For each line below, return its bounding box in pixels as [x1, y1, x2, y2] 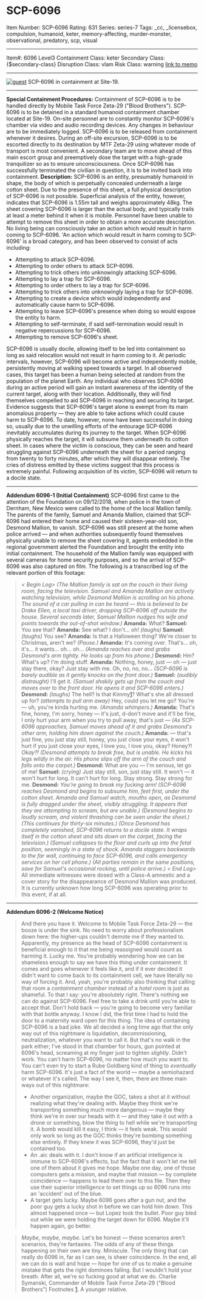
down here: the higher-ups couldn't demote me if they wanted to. [21, 933, 185, 940]
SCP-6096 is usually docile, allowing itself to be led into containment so [6, 344, 186, 352]
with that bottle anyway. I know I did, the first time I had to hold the [21, 1010, 188, 1018]
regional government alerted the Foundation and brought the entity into [6, 543, 184, 550]
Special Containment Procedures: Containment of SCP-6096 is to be [6, 95, 181, 103]
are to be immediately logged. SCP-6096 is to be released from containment [6, 128, 197, 135]
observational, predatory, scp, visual [6, 36, 98, 44]
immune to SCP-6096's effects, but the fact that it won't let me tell [30, 1157, 197, 1165]
